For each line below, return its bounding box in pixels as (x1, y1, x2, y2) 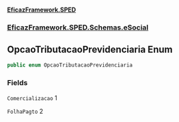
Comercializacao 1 (7, 93, 58, 102)
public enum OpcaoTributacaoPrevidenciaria (7, 62, 133, 69)
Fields (7, 78, 28, 88)
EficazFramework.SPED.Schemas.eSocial (7, 23, 149, 32)
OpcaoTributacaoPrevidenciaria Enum (7, 43, 173, 55)
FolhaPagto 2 (7, 107, 44, 115)
